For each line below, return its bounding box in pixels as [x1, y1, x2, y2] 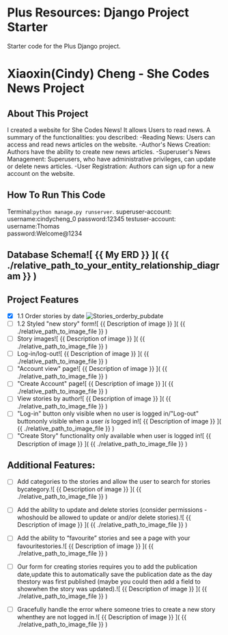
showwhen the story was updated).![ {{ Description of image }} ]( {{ [16, 584, 208, 593]
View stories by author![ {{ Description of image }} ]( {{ [16, 395, 171, 403]
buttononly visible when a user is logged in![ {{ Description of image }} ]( [16, 417, 222, 426]
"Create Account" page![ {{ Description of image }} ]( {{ [16, 380, 174, 388]
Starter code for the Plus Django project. [7, 42, 121, 50]
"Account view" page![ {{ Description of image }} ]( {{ [16, 365, 167, 373]
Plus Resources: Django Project [7, 5, 190, 21]
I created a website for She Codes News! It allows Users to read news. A [7, 125, 211, 134]
